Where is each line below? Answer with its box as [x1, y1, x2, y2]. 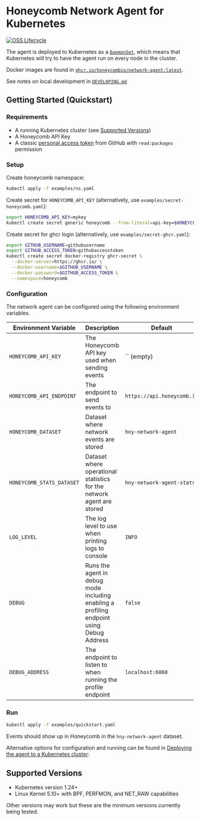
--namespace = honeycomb [11, 275, 68, 281]
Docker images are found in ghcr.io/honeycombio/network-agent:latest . [6, 66, 184, 73]
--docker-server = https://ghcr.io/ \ [11, 259, 102, 265]
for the [85, 482, 104, 490]
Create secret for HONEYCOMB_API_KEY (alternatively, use [6, 196, 140, 204]
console [85, 551, 108, 559]
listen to [85, 660, 108, 669]
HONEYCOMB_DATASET [9, 428, 61, 435]
